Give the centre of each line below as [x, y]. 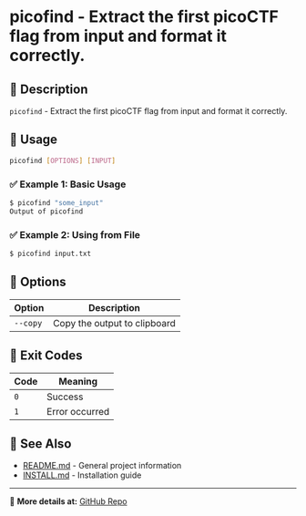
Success [65, 397]
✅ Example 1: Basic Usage [68, 184]
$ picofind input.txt [51, 254]
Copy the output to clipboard [114, 323]
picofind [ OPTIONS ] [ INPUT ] [63, 160]
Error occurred [78, 411]
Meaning [78, 381]
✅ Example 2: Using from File [75, 234]
